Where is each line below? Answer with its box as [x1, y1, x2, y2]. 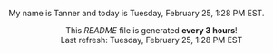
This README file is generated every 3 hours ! [65, 25, 238, 35]
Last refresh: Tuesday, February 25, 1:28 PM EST [60, 35, 243, 45]
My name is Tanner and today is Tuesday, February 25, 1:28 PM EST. [8, 8, 265, 18]
